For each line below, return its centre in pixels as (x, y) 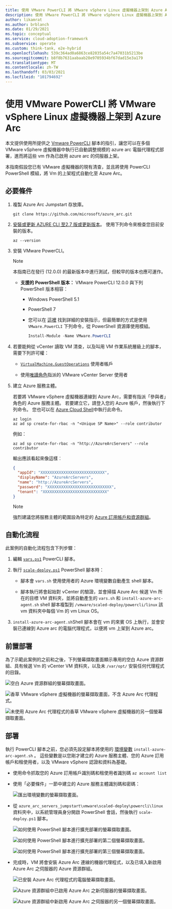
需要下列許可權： (31, 353)
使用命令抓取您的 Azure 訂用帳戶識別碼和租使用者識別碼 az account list (90, 773)
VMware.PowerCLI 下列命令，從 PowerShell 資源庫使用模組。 (90, 326)
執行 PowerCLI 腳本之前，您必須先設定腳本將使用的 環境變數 (69, 749)
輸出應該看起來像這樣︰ (37, 458)
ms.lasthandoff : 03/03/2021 (35, 72)
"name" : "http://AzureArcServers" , (56, 482)
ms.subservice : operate (31, 44)
